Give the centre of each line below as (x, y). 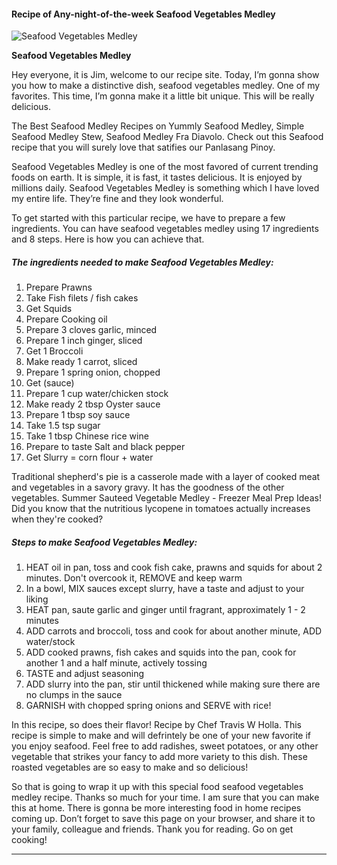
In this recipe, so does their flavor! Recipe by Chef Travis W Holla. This (157, 725)
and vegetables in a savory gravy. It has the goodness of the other (148, 487)
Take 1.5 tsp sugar (63, 426)
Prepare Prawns (59, 287)
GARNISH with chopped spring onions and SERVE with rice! (148, 706)
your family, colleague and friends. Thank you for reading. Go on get (152, 829)
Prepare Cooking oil (66, 319)
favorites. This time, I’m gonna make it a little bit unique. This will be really (163, 96)
